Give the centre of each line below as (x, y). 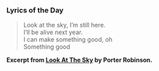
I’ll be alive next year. (53, 32)
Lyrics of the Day (35, 10)
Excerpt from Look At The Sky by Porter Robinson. (79, 60)
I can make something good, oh (68, 40)
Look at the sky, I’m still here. (64, 25)
